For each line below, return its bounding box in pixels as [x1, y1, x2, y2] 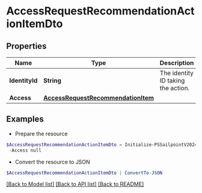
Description [159, 59, 194, 67]
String [43, 76, 62, 85]
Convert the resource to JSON [14, 158, 90, 165]
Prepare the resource [14, 130, 68, 137]
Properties [6, 41, 47, 51]
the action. [159, 84, 190, 92]
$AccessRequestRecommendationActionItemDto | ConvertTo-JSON [6, 170, 163, 176]
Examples [6, 114, 44, 124]
